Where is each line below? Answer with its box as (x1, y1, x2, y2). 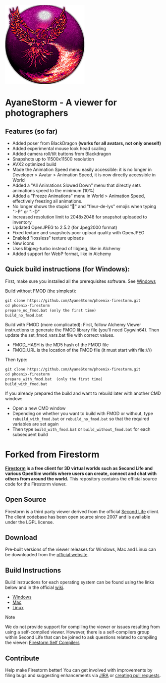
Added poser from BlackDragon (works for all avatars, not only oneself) (12, 140, 161, 146)
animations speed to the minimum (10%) (12, 188, 95, 193)
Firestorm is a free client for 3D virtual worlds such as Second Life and (5, 465, 153, 471)
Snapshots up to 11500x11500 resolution (12, 156, 94, 162)
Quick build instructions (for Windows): (5, 265, 130, 273)
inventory (12, 219, 32, 225)
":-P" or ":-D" (12, 209, 40, 214)
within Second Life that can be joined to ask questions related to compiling (5, 634, 158, 640)
